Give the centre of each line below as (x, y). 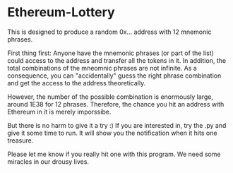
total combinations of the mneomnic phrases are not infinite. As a (102, 68)
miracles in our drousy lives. (48, 161)
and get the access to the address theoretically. (77, 83)
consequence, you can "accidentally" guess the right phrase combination (114, 76)
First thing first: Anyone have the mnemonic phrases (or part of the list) (110, 53)
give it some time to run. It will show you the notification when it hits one (112, 133)
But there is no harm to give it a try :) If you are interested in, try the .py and (117, 125)
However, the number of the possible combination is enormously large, (110, 97)
